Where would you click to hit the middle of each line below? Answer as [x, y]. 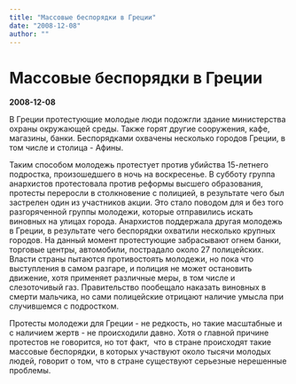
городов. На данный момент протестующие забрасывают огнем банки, [145, 240]
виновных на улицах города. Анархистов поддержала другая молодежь [146, 222]
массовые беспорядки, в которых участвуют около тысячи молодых [140, 352]
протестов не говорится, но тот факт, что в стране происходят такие [140, 342]
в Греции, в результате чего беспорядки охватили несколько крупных [143, 231]
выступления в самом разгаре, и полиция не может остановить [131, 269]
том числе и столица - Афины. [66, 148]
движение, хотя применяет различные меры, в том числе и [122, 278]
